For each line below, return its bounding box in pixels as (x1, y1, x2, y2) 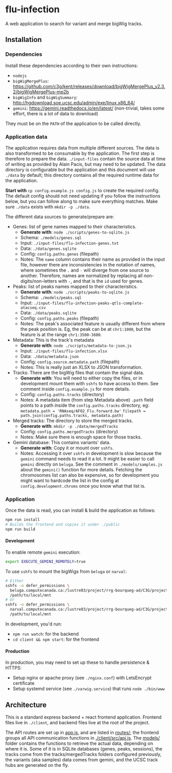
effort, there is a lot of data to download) (12, 110, 98, 116)
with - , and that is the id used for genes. (58, 278, 144, 284)
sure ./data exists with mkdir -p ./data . (5, 203, 91, 210)
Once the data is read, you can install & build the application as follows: (5, 507, 156, 513)
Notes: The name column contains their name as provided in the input (20, 256, 165, 262)
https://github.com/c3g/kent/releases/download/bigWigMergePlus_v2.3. (12, 83, 165, 89)
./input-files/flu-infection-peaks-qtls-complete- (34, 301, 144, 306)
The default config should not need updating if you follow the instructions (5, 193, 161, 199)
